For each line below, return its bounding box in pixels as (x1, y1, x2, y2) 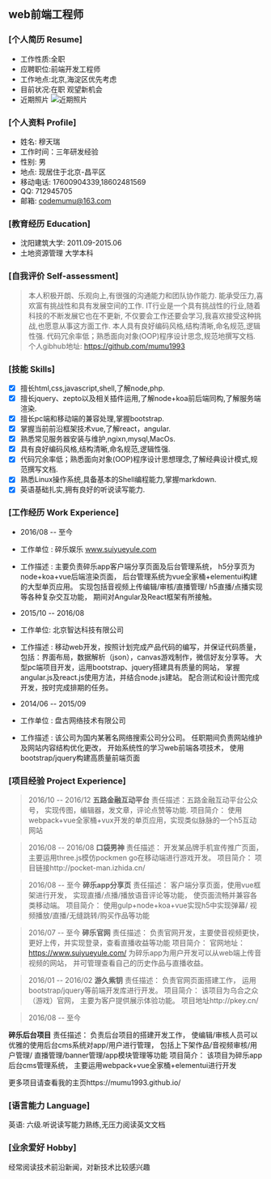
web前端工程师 (8, 7, 84, 22)
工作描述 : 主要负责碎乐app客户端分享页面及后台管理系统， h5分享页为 (19, 562, 256, 571)
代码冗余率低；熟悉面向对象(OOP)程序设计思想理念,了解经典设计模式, (19, 455, 251, 464)
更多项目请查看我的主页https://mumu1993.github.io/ (8, 1078, 181, 1087)
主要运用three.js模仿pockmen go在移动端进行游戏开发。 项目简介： (28, 853, 253, 863)
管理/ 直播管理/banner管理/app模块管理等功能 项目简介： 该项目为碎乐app (15, 1050, 263, 1060)
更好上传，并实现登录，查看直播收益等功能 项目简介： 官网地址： (28, 938, 245, 948)
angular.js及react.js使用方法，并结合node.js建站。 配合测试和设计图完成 (19, 672, 260, 682)
